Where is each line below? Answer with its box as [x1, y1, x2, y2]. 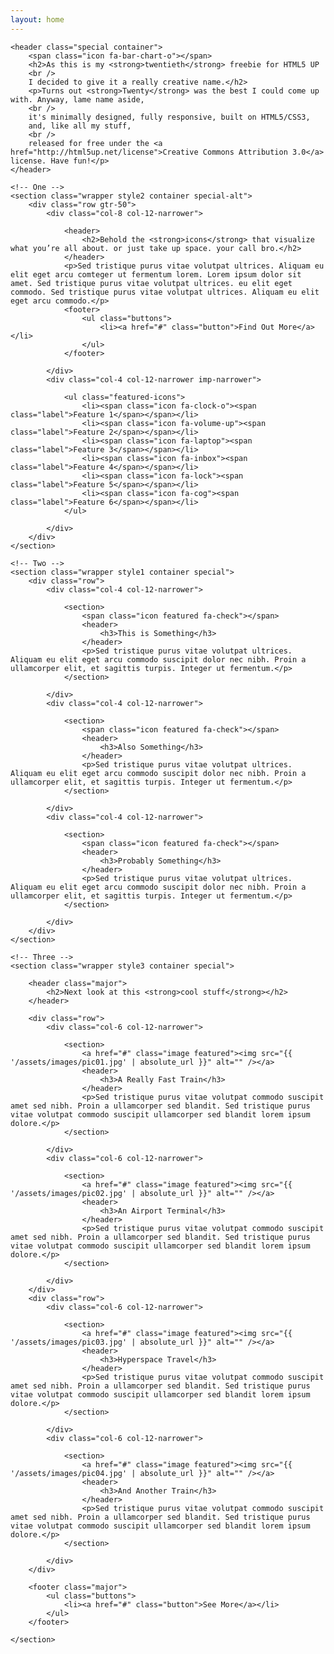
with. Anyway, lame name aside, [10, 94, 145, 105]
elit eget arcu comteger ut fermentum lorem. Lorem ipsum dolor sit [10, 269, 302, 280]
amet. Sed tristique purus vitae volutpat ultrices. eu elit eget [10, 278, 293, 288]
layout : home [10, 14, 65, 25]
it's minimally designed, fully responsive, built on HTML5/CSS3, [28, 112, 311, 122]
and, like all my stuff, [28, 121, 132, 131]
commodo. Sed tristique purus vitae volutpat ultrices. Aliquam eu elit [10, 287, 320, 297]
